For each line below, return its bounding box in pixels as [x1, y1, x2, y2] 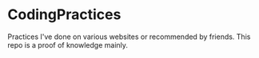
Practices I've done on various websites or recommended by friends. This [7, 32, 251, 41]
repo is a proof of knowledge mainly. [7, 40, 129, 49]
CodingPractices [7, 6, 122, 24]
